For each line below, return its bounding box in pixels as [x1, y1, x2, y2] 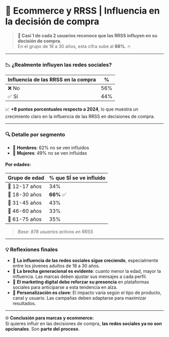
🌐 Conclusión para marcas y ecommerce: [5, 315, 94, 321]
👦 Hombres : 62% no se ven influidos [12, 145, 90, 151]
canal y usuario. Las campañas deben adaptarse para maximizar [12, 295, 147, 301]
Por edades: [5, 162, 31, 168]
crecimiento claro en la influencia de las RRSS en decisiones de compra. [5, 114, 155, 120]
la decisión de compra [5, 16, 100, 27]
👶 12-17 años [8, 182, 42, 189]
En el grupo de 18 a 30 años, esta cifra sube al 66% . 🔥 [17, 43, 131, 49]
